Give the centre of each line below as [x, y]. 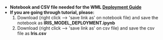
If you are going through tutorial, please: [52, 12]
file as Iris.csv [32, 33]
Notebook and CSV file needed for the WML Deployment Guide [76, 7]
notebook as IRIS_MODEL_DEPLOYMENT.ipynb [66, 23]
